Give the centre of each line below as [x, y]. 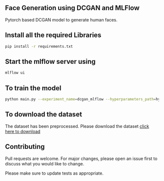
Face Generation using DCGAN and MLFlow [72, 8]
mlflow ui [15, 73]
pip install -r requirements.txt [39, 46]
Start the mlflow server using [51, 61]
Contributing [25, 147]
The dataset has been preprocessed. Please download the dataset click [77, 126]
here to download [23, 131]
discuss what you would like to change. [45, 163]
